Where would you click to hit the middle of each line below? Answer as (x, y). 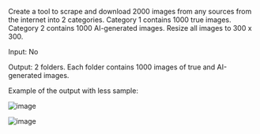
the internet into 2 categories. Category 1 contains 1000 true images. (120, 20)
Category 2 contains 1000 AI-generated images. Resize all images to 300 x (130, 28)
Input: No (23, 52)
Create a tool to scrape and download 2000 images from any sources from (130, 11)
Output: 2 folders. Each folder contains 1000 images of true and (112, 67)
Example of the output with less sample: (73, 91)
